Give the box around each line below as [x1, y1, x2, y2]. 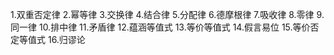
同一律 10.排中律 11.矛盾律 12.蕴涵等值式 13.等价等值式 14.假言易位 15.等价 [10, 21, 311, 33]
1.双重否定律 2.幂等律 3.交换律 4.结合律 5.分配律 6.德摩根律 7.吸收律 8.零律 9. [10, 9, 325, 20]
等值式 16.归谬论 [18, 34, 86, 45]
